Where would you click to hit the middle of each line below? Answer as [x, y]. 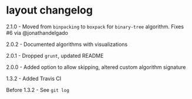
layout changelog [49, 10]
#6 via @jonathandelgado [37, 32]
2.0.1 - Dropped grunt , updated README [55, 55]
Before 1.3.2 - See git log [38, 90]
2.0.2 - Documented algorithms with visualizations [67, 44]
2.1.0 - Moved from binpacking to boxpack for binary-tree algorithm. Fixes [95, 27]
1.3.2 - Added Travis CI [34, 78]
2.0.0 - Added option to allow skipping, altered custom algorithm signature [96, 67]
